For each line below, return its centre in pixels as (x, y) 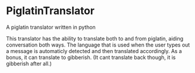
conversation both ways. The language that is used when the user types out (98, 45)
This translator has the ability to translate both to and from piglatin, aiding (95, 38)
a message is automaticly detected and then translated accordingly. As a (94, 51)
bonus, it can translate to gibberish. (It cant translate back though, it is (91, 57)
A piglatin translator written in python (51, 27)
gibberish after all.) (29, 64)
